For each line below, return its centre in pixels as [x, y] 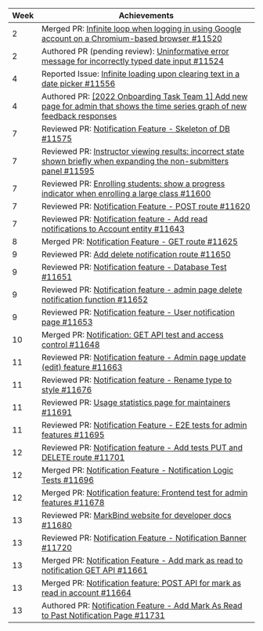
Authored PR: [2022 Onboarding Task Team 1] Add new [145, 96]
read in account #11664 [86, 593]
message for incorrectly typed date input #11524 [133, 61]
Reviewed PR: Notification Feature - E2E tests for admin [144, 425]
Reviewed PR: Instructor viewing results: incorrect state [143, 151]
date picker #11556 [79, 84]
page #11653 [67, 322]
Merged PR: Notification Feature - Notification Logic [138, 470]
